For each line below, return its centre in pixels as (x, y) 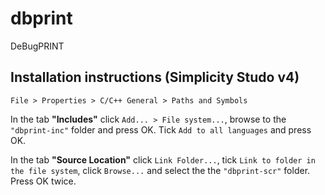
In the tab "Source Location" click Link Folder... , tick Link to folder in (163, 159)
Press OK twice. (43, 181)
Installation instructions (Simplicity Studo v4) (155, 77)
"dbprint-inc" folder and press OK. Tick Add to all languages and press (161, 129)
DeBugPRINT (37, 46)
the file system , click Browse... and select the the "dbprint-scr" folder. (160, 170)
